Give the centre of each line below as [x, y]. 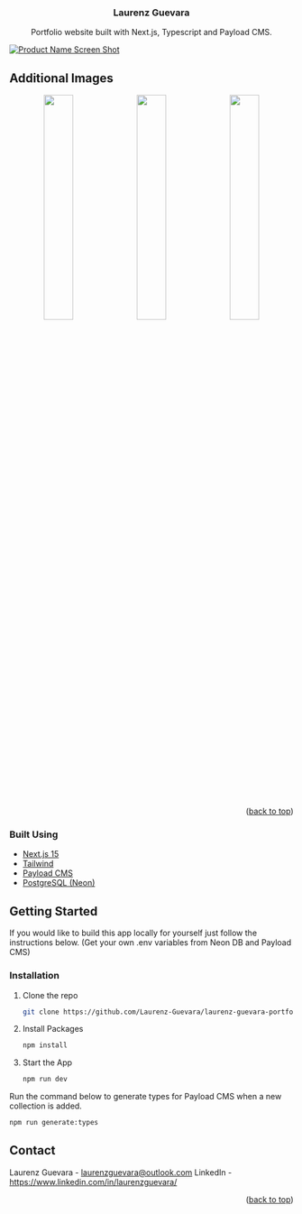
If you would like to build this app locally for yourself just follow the [133, 933]
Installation [35, 976]
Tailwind [38, 864]
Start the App [47, 1062]
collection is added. [46, 1106]
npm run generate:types [54, 1123]
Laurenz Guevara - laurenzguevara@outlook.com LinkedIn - [121, 1172]
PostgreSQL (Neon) [59, 883]
